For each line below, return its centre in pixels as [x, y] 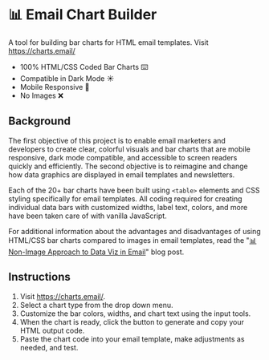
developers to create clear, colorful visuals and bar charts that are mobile [129, 149]
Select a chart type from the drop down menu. [97, 305]
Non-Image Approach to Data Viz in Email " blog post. [96, 252]
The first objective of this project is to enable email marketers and [117, 140]
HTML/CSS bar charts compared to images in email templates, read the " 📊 [132, 240]
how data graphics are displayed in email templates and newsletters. [122, 174]
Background [39, 121]
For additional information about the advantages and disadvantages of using [134, 231]
